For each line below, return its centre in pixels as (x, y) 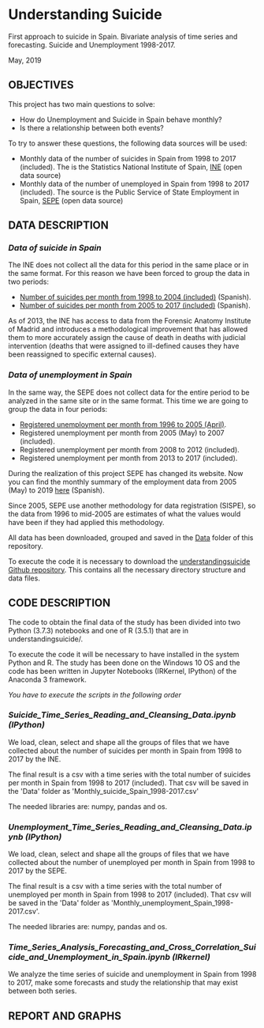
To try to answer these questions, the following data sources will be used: (128, 143)
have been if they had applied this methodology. (86, 522)
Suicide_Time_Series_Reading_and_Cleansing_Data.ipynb (122, 715)
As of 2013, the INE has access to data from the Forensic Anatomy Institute (130, 321)
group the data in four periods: (58, 409)
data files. (24, 578)
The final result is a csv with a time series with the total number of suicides (129, 774)
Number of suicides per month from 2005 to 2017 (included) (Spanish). (135, 305)
